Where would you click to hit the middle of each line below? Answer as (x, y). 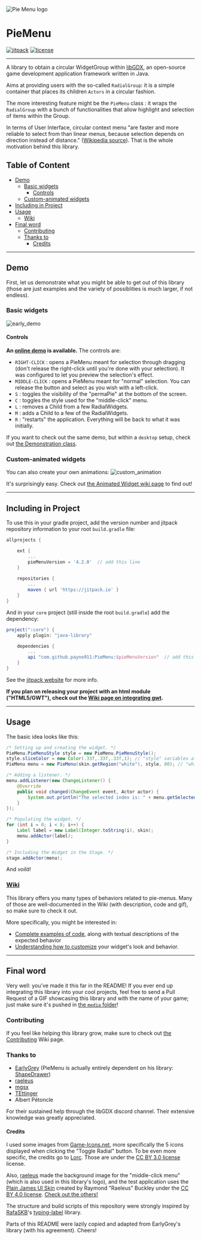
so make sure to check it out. (42, 911)
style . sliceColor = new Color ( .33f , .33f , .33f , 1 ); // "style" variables (97, 759)
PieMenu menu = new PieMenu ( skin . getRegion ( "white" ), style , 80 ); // (95, 764)
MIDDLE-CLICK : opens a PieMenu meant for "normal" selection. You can (102, 381)
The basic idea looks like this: (42, 736)
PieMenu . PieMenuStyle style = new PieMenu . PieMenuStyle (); (81, 753)
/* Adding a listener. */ (38, 775)
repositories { (36, 579)
